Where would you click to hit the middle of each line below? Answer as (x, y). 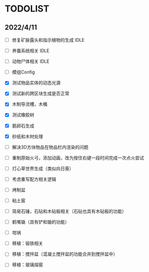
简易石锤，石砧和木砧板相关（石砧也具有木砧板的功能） (69, 211)
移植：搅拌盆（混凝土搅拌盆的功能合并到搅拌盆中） (65, 254)
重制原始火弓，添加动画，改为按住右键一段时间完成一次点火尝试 (78, 158)
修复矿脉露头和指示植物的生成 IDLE (48, 40)
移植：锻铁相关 (27, 243)
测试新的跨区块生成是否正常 (41, 94)
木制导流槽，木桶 (30, 104)
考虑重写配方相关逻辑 (34, 179)
